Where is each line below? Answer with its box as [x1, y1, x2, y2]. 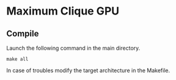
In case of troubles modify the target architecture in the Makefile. [6, 67, 170, 74]
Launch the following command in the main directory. [6, 44, 141, 52]
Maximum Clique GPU [6, 4, 120, 18]
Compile [6, 28, 39, 39]
